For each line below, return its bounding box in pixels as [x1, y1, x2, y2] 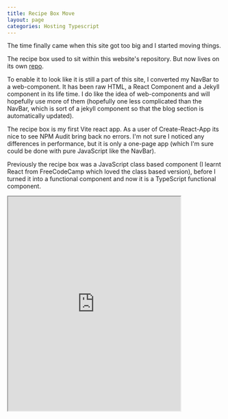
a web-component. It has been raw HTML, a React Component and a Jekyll [7, 83, 220, 91]
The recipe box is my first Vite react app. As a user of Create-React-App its [7, 125, 219, 134]
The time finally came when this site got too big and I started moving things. [7, 42, 221, 50]
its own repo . [7, 62, 45, 71]
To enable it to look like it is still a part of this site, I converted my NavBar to [7, 75, 219, 84]
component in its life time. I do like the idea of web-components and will [7, 90, 210, 98]
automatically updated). [7, 112, 74, 120]
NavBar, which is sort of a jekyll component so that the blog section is [7, 104, 204, 113]
